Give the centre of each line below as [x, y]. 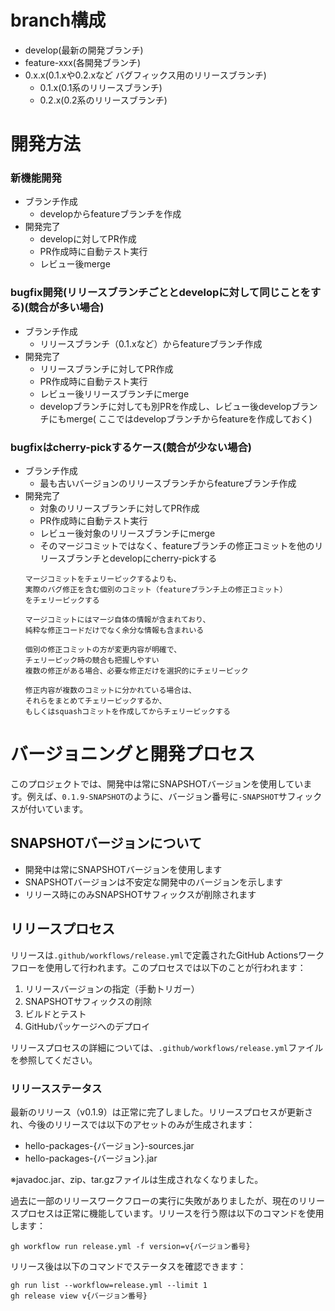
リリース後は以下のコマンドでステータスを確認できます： [128, 1266]
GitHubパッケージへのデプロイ [87, 1026]
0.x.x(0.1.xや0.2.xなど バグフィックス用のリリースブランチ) [145, 75]
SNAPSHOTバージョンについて [106, 843]
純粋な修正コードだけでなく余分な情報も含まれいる [114, 631]
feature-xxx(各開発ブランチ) [83, 62]
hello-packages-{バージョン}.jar [91, 1158]
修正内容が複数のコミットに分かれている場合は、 [110, 691]
